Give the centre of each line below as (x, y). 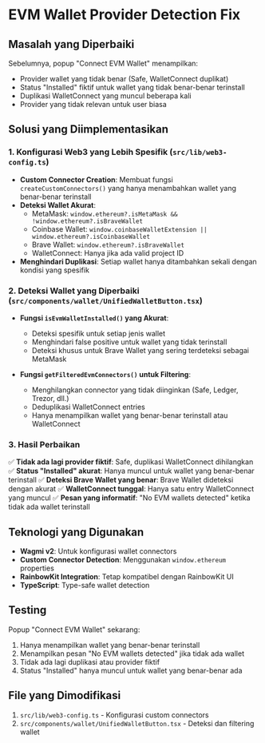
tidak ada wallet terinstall (49, 507)
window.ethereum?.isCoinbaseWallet (91, 236)
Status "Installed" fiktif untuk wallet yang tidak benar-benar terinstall (132, 87)
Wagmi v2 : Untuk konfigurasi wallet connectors (98, 551)
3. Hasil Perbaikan (44, 444)
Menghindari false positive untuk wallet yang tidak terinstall (129, 342)
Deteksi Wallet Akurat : (57, 205)
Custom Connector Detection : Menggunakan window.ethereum (123, 560)
